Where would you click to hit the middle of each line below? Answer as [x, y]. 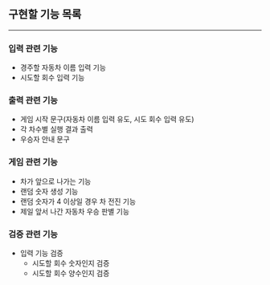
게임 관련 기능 [33, 162]
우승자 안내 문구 [45, 140]
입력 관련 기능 [33, 48]
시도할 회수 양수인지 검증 [71, 273]
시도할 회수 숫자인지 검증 [71, 263]
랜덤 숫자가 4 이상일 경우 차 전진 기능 [78, 201]
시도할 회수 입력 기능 [52, 78]
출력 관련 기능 [33, 100]
